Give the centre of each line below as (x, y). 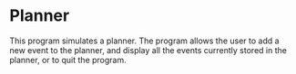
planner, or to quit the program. (68, 60)
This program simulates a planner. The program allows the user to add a (144, 41)
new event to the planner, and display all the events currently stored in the (148, 50)
